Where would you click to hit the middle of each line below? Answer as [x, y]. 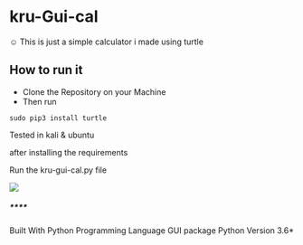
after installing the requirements [69, 152]
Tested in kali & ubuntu [52, 135]
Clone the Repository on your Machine [94, 91]
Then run [39, 101]
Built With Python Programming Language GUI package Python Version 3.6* [151, 230]
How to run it [46, 70]
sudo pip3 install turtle [58, 118]
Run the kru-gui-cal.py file [58, 170]
